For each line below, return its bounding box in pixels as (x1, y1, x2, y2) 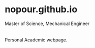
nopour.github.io (5, 4, 78, 15)
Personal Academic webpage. (5, 37, 68, 43)
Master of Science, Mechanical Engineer (5, 20, 90, 27)
